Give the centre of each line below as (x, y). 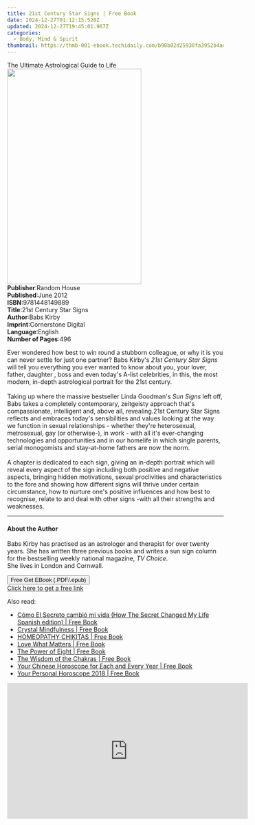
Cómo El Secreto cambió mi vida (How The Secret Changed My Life (113, 615)
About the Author (33, 529)
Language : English (33, 332)
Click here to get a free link (45, 588)
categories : (24, 33)
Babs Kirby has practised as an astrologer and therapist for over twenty (108, 544)
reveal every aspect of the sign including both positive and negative (103, 470)
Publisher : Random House (44, 288)
